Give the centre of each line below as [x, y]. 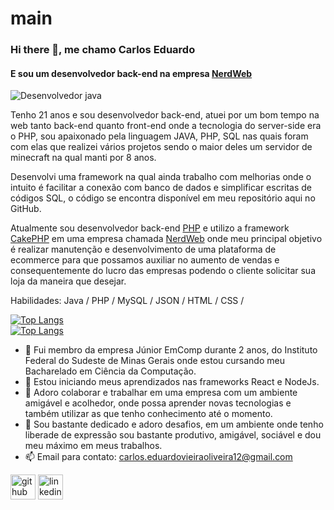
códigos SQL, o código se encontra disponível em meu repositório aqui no [163, 198]
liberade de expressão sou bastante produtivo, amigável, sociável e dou [173, 435]
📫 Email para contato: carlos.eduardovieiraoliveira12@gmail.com [158, 457]
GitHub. [26, 209]
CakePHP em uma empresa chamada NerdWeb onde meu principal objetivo [166, 239]
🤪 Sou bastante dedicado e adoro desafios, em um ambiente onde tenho [174, 424]
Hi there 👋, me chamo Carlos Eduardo [103, 50]
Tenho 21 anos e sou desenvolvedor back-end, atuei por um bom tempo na [165, 115]
